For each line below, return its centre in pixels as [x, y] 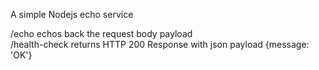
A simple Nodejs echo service [72, 14]
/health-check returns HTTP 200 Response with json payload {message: [160, 44]
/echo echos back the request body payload [101, 33]
